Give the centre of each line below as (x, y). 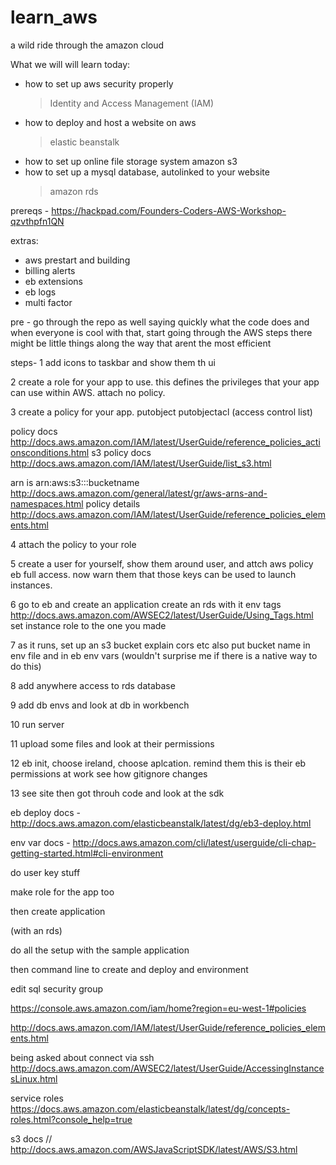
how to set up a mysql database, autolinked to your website (147, 172)
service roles (37, 1098)
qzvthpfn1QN (37, 221)
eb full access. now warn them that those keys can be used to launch (153, 574)
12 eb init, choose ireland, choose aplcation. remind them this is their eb (158, 763)
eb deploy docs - (46, 812)
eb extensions (53, 281)
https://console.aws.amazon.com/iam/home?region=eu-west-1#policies (158, 1008)
